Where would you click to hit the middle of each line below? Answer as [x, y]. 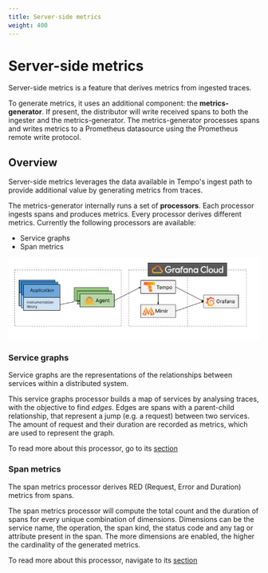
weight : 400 [28, 25]
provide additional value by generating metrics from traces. [106, 190]
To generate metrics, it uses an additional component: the [103, 103]
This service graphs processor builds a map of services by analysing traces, [134, 399]
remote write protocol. [45, 137]
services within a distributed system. [69, 384]
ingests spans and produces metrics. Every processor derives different [125, 214]
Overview [33, 163]
